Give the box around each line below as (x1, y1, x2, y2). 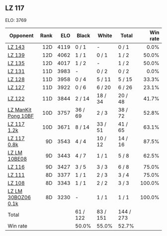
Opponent (9, 32, 34, 39)
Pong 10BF (7, 112, 34, 119)
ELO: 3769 (5, 17, 27, 23)
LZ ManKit (7, 106, 32, 113)
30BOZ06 (7, 194, 31, 201)
